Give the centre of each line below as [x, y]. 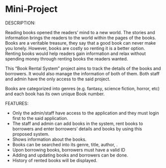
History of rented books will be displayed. [55, 160]
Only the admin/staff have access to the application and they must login [86, 113]
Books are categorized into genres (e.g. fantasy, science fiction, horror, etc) [83, 88]
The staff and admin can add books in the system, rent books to [78, 123]
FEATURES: [17, 103]
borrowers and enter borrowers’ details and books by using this [77, 129]
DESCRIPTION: [20, 23]
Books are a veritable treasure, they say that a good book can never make [81, 43]
